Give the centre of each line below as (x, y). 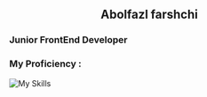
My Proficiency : (45, 64)
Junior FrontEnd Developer (68, 40)
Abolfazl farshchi (149, 15)
